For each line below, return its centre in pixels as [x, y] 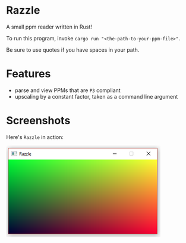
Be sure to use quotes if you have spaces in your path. [73, 50]
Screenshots [38, 121]
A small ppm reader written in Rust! [49, 27]
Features [29, 74]
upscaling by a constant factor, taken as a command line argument [96, 96]
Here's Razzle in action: [35, 137]
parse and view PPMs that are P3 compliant [67, 90]
